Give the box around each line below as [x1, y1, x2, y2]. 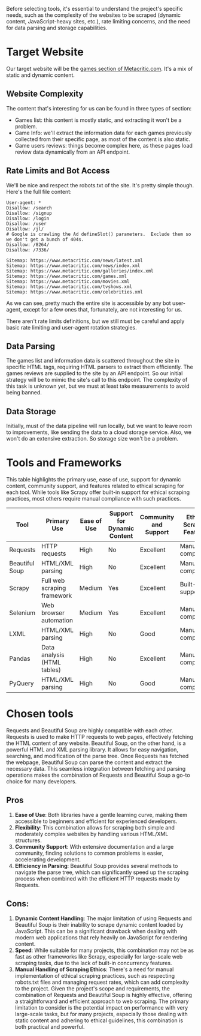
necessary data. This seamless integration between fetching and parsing [6, 765, 186, 772]
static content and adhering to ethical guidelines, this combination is [14, 1017, 184, 1024]
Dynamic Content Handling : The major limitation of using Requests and [14, 915, 192, 922]
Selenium [9, 609, 36, 617]
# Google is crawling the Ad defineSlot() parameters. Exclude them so [6, 231, 191, 237]
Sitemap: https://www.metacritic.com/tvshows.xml [6, 283, 133, 290]
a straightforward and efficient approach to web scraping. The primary [14, 998, 189, 1005]
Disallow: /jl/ [6, 226, 44, 232]
